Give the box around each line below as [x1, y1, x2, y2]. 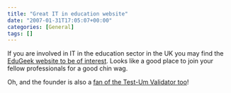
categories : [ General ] [7, 23, 74, 30]
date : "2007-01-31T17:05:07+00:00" [7, 17, 113, 24]
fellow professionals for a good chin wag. [7, 64, 128, 73]
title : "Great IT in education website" [7, 10, 129, 18]
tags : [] [7, 30, 33, 37]
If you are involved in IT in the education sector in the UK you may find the [7, 49, 224, 58]
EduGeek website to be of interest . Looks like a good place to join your [7, 57, 214, 66]
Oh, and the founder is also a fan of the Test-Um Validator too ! [7, 78, 189, 87]
